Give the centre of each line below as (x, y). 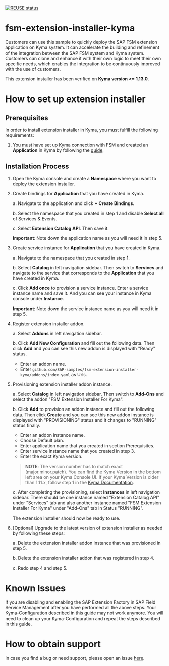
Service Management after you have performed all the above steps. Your (81, 607)
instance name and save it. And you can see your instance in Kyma (82, 293)
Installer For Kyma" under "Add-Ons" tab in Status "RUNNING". (78, 508)
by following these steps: (39, 533)
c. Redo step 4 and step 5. (40, 568)
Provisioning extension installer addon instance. (62, 384)
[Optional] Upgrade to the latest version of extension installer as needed (88, 528)
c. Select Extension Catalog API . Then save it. (61, 228)
